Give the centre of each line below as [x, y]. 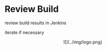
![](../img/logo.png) [83, 42]
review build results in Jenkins [35, 23]
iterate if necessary [24, 32]
